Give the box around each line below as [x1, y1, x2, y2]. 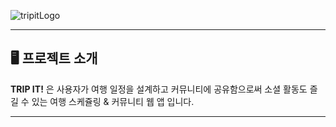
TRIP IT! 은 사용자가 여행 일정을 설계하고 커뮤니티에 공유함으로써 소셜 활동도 [10, 83, 308, 95]
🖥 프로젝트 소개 [10, 50, 98, 67]
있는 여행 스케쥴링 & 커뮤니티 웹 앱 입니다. [31, 95, 195, 107]
